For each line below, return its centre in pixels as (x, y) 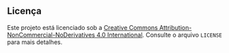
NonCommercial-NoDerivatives (51, 35)
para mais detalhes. (35, 42)
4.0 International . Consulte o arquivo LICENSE (159, 35)
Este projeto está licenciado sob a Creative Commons (83, 27)
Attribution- (176, 27)
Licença (25, 11)
